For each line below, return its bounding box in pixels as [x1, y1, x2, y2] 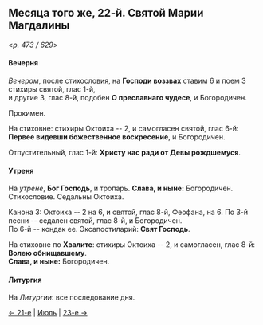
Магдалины [8, 19, 70, 33]
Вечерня [8, 58, 38, 68]
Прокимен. [8, 108, 46, 118]
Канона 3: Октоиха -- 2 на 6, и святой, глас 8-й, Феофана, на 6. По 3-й [8, 207, 249, 217]
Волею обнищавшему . [8, 249, 88, 258]
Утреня [8, 166, 34, 175]
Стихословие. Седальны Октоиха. [8, 192, 124, 202]
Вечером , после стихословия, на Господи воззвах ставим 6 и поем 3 [8, 76, 246, 86]
